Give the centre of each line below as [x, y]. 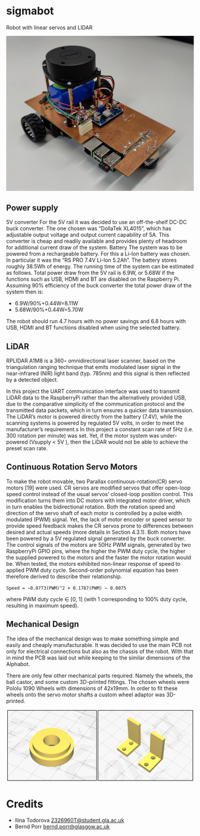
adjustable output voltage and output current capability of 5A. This [88, 235]
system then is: [25, 292]
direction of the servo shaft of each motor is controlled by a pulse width [94, 513]
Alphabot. [18, 664]
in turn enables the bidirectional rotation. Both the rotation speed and [91, 507]
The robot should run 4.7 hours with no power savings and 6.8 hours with [96, 321]
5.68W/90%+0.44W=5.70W [49, 310]
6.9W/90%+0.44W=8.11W [46, 304]
